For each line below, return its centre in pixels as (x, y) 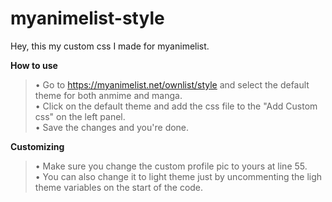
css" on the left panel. (80, 116)
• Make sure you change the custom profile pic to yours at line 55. (171, 166)
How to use (34, 65)
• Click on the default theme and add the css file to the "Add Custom (176, 106)
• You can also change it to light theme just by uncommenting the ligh (178, 176)
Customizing (37, 146)
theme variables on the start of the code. (119, 187)
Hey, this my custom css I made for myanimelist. (110, 46)
